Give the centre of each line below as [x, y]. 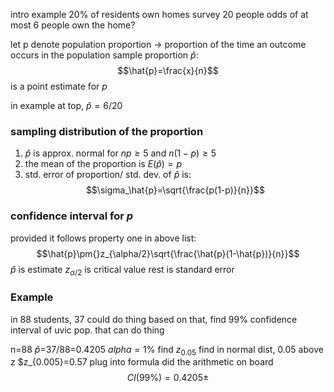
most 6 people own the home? [73, 25]
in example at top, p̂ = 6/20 [66, 105]
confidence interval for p [72, 216]
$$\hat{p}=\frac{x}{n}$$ [168, 70]
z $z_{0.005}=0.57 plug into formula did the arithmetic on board [142, 362]
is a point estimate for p [59, 86]
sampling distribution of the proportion [107, 131]
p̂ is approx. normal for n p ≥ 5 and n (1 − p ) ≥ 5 [120, 153]
